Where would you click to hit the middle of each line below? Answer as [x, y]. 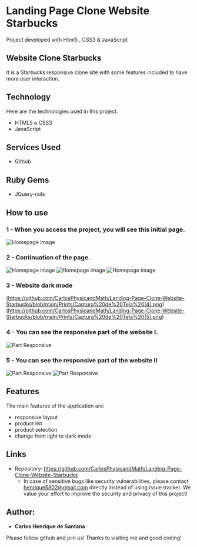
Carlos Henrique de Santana [50, 526]
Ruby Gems [28, 180]
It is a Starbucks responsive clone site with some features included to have [97, 72]
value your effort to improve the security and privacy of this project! [106, 493]
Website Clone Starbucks [54, 58]
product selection [36, 429]
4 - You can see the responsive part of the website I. [82, 332]
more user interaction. [33, 78]
